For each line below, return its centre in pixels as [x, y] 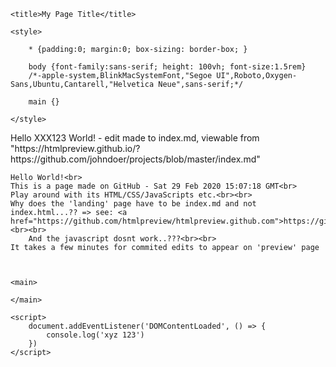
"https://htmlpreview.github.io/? [75, 148]
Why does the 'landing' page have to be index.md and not [133, 204]
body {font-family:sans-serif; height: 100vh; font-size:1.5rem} [167, 67]
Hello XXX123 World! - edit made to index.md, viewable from [135, 138]
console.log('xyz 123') [95, 335]
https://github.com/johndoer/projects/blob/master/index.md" [135, 159]
